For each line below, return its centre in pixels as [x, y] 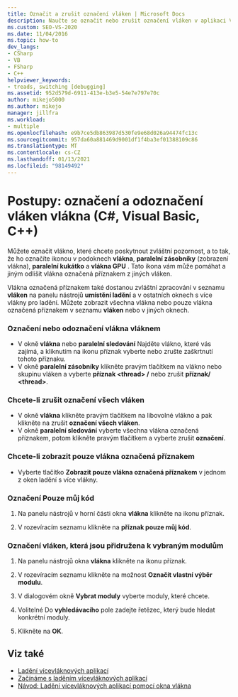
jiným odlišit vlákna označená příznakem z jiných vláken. [90, 274]
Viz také [26, 653]
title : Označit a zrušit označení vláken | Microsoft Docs [96, 14]
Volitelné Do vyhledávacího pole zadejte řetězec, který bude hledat [116, 610]
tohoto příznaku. [41, 359]
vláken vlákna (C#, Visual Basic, [103, 216]
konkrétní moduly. [44, 617]
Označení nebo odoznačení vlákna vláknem [84, 328]
